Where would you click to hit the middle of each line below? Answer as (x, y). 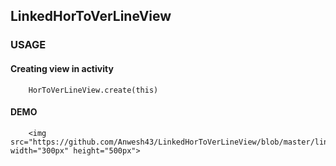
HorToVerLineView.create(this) (93, 90)
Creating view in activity (62, 68)
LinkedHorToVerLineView (91, 16)
